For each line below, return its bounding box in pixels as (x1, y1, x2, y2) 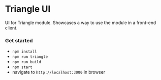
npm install (12, 49, 37, 54)
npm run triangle (12, 54, 48, 59)
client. (5, 25, 18, 30)
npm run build (12, 60, 41, 65)
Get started (5, 37, 33, 44)
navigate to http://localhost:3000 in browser (12, 69, 105, 75)
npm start (12, 65, 33, 70)
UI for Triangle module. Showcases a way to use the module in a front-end (5, 20, 156, 26)
